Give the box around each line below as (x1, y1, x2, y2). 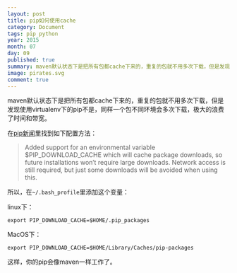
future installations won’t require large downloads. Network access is (24, 158, 226, 167)
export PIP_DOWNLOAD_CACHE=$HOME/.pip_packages (7, 217, 150, 224)
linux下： (7, 203, 34, 211)
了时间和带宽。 (7, 114, 51, 122)
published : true (7, 57, 55, 64)
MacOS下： (7, 231, 42, 239)
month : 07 (7, 43, 37, 50)
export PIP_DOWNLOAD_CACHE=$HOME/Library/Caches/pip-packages (7, 245, 194, 252)
